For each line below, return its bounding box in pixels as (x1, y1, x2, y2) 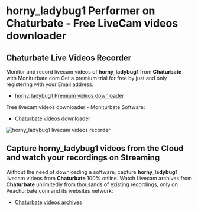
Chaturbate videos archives (14, 199, 83, 206)
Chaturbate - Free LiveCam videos (6, 17, 178, 30)
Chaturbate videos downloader (14, 115, 90, 122)
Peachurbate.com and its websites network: (6, 187, 113, 194)
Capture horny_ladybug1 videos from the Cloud (6, 143, 184, 154)
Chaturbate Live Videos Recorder (6, 52, 132, 62)
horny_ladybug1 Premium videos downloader (14, 93, 124, 99)
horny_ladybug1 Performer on (6, 4, 155, 18)
